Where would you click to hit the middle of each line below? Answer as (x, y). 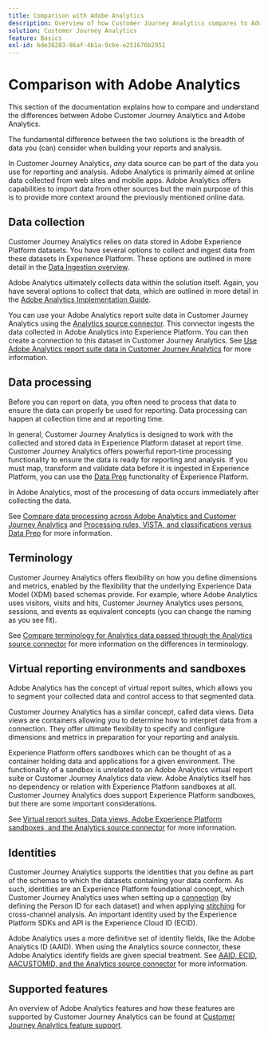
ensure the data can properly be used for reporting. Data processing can (128, 410)
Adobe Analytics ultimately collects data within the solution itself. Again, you (134, 282)
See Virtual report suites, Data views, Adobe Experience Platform (115, 819)
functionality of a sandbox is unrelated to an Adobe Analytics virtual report (130, 770)
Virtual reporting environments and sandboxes (127, 669)
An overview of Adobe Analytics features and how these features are (122, 1008)
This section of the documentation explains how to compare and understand (134, 107)
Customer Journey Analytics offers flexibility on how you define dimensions (133, 577)
